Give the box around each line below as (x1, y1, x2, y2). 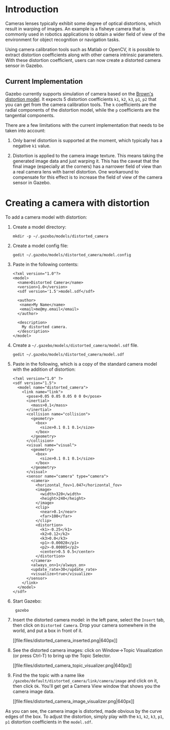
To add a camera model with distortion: (5, 214, 87, 220)
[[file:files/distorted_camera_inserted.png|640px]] (12, 637, 118, 643)
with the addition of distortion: (12, 366, 76, 372)
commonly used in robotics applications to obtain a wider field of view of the (5, 31, 165, 37)
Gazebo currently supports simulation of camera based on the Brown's (5, 90, 154, 97)
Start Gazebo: (12, 598, 42, 604)
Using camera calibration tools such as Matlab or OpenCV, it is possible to (5, 46, 160, 52)
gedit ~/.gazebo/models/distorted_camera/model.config (12, 252, 131, 257)
